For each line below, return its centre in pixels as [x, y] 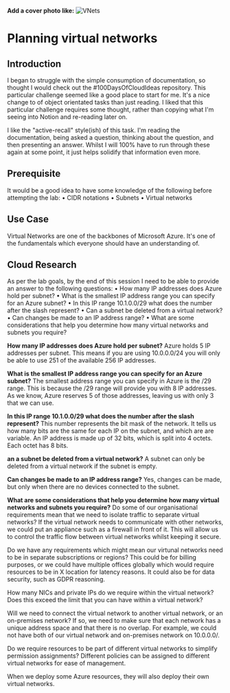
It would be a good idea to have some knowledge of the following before [110, 190]
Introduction [34, 64]
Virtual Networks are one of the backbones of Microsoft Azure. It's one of [111, 236]
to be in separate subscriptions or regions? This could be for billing [102, 557]
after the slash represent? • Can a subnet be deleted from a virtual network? [115, 310]
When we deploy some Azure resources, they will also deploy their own [108, 676]
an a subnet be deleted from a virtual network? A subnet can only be [106, 459]
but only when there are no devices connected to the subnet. [93, 487]
